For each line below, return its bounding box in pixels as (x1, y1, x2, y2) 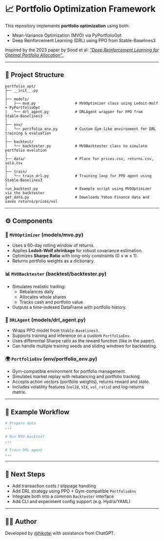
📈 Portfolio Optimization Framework (5, 3, 156, 15)
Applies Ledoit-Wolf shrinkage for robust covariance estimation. (12, 248, 143, 254)
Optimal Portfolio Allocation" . (5, 52, 64, 58)
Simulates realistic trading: (12, 283, 66, 289)
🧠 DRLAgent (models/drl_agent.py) (5, 316, 86, 323)
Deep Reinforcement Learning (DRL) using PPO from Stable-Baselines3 (12, 37, 156, 43)
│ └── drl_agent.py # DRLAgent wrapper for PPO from (5, 109, 143, 114)
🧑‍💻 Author (5, 517, 37, 525)
